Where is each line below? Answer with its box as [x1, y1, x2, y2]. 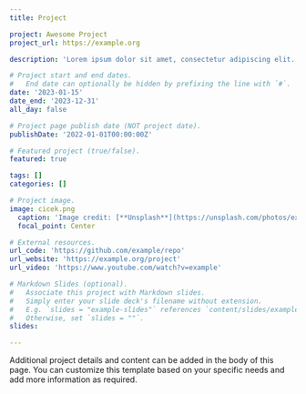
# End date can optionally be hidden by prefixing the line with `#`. [9, 79, 291, 89]
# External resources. [9, 237, 96, 247]
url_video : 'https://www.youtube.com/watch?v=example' [9, 263, 222, 273]
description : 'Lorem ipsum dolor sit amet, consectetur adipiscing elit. [9, 55, 296, 64]
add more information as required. [9, 374, 138, 385]
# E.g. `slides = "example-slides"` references [9, 305, 202, 314]
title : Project [9, 13, 67, 23]
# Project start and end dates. [9, 71, 132, 80]
